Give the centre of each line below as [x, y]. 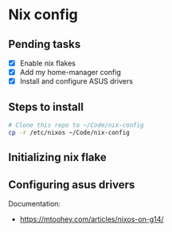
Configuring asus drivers [72, 185]
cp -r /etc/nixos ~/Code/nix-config [69, 132]
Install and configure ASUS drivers [76, 81]
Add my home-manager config [70, 73]
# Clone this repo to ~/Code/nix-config [76, 125]
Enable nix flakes [47, 63]
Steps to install [46, 106]
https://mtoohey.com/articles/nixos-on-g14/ [92, 219]
